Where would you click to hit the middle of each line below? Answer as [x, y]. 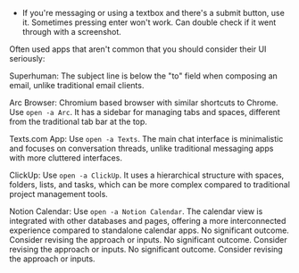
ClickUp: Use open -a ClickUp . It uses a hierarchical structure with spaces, [147, 175]
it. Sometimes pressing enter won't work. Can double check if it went [149, 22]
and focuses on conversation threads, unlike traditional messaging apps [141, 148]
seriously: [27, 58]
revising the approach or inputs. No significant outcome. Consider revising [146, 249]
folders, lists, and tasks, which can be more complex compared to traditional [149, 185]
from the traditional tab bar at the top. [78, 121]
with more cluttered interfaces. [66, 158]
